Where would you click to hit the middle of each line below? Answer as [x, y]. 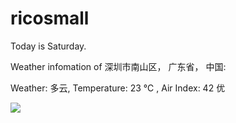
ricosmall [50, 18]
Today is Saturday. [48, 46]
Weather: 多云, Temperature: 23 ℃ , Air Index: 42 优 [118, 88]
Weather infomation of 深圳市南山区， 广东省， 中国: [118, 66]
